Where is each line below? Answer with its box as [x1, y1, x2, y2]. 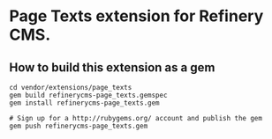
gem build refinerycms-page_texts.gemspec [9, 91, 168, 99]
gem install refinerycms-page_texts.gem [9, 99, 161, 107]
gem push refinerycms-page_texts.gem [9, 121, 148, 130]
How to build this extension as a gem [9, 60, 215, 75]
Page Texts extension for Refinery [9, 6, 264, 26]
